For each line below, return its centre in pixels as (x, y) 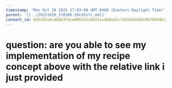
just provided (34, 78)
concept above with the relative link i (85, 67)
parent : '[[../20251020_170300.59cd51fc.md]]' (56, 15)
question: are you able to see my (76, 45)
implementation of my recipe (68, 56)
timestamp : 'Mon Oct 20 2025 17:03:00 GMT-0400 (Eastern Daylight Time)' (86, 10)
